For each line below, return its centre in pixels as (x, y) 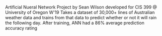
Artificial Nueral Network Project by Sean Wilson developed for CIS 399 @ (81, 7)
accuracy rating (21, 28)
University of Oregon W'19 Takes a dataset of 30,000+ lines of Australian (80, 12)
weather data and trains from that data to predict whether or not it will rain (81, 18)
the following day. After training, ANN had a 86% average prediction (75, 23)
